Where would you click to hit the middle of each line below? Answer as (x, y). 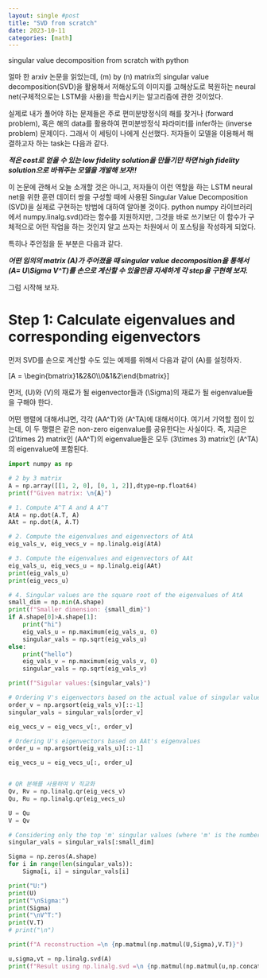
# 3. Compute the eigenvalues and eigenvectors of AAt (101, 559)
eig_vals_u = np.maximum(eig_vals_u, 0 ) (90, 632)
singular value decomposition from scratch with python (99, 60)
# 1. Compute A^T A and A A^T (58, 507)
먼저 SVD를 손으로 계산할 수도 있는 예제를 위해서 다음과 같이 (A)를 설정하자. (125, 360)
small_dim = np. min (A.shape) (56, 602)
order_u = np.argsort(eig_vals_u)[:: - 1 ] (76, 748)
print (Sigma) (30, 908)
